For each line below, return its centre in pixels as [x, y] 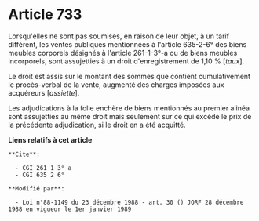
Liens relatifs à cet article [50, 139]
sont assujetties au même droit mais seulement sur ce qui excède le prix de [130, 116]
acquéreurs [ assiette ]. [44, 92]
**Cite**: [24, 154]
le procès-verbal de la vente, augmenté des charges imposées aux [116, 85]
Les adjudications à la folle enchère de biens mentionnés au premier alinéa [129, 108]
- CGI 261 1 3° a [44, 168]
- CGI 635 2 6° [40, 175]
